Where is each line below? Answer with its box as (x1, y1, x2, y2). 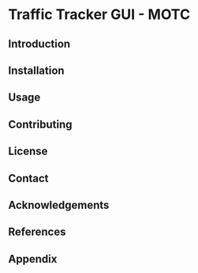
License (8, 145, 48, 158)
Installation (8, 63, 65, 77)
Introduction (8, 37, 71, 51)
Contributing (8, 117, 73, 131)
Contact (8, 172, 49, 185)
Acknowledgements (8, 198, 110, 211)
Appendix (8, 252, 58, 266)
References (8, 226, 66, 239)
